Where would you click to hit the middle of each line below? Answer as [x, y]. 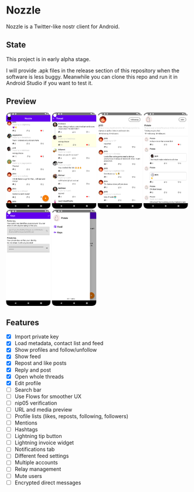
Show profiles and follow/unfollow [56, 350]
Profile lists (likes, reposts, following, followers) [72, 416]
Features [23, 323]
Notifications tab [35, 449]
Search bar [28, 390]
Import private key [37, 337]
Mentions [26, 423]
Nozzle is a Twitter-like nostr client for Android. [63, 26]
